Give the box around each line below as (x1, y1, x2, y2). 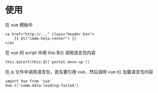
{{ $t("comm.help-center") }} (14, 36, 77, 41)
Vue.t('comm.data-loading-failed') (5, 83, 79, 88)
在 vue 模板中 (5, 22, 33, 28)
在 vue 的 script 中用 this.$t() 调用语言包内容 (5, 49, 96, 55)
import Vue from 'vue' (5, 79, 52, 84)
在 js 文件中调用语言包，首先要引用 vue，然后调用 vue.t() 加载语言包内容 (5, 69, 153, 75)
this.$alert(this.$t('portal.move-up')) (5, 59, 90, 64)
